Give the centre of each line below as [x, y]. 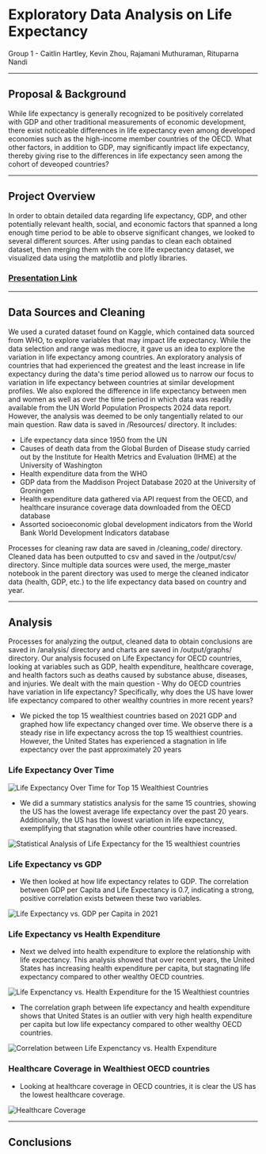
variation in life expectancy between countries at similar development [122, 382]
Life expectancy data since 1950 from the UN [93, 440]
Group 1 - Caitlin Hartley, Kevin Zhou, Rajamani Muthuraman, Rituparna [123, 53]
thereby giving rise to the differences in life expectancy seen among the [125, 156]
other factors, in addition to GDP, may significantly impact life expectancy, [129, 147]
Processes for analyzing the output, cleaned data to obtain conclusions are [131, 641]
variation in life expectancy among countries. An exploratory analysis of [125, 357]
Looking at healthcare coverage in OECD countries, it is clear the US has [138, 1086]
